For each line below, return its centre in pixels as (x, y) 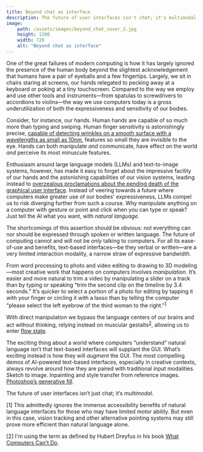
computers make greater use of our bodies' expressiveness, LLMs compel (99, 196)
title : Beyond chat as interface (48, 12)
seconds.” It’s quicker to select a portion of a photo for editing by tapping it (100, 291)
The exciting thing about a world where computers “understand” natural (96, 343)
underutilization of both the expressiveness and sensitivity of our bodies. (97, 108)
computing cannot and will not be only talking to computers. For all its (93, 240)
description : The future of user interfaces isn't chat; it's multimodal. (103, 18)
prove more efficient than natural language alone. (68, 425)
